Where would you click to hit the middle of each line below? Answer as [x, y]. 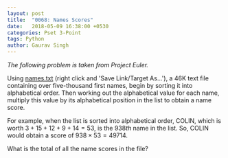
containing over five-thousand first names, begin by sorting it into [100, 86]
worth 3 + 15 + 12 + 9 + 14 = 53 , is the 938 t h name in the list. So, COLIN [108, 128]
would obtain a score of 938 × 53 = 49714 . [68, 135]
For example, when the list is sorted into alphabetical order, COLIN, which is [114, 121]
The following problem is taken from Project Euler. [78, 65]
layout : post [26, 13]
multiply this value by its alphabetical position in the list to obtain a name [109, 100]
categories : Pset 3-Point [44, 33]
